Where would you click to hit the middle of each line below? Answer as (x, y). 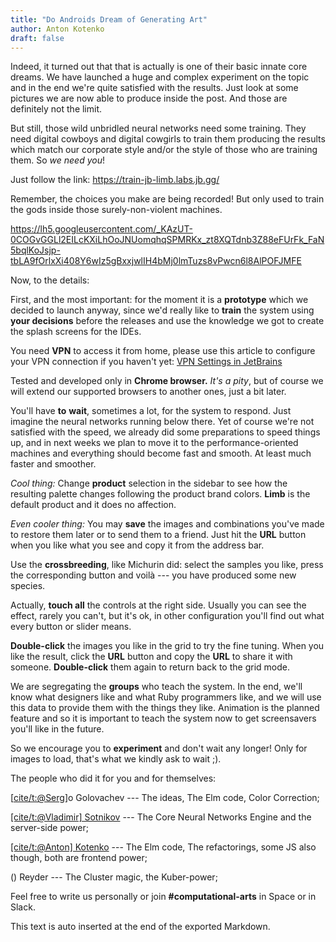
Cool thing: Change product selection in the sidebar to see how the (149, 483)
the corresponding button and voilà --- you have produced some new (153, 575)
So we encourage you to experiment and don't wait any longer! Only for (159, 748)
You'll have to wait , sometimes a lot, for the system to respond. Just (151, 411)
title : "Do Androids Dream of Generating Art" (109, 19)
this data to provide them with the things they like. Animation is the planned (165, 708)
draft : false (37, 38)
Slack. (23, 907)
